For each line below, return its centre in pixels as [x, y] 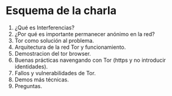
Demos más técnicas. [42, 79]
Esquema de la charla [61, 11]
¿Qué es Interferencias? [44, 28]
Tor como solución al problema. [54, 40]
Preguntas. [28, 86]
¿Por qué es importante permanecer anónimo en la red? [84, 34]
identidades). [31, 66]
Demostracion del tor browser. [53, 53]
